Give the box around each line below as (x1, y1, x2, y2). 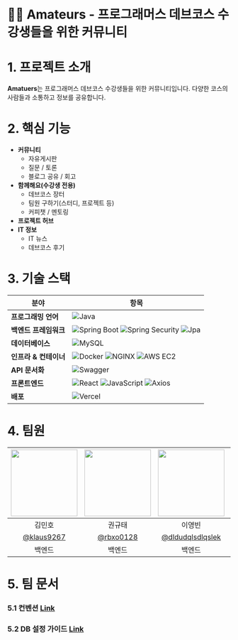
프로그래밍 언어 (11, 312, 59, 322)
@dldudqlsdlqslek (161, 532, 222, 542)
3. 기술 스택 (7, 271, 71, 287)
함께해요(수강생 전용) (17, 181, 76, 190)
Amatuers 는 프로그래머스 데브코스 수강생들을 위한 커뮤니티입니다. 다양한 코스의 (7, 85, 228, 93)
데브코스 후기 (28, 243, 65, 252)
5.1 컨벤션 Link (7, 603, 55, 613)
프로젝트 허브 (17, 217, 55, 225)
